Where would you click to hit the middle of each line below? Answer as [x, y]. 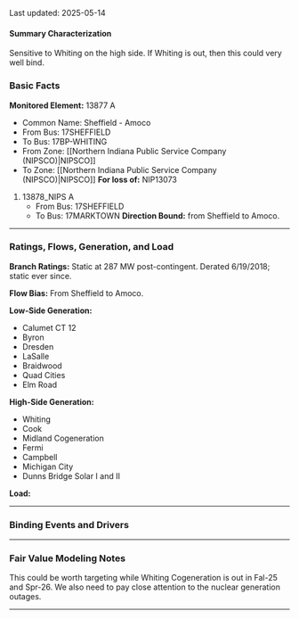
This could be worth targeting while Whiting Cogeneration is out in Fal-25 [144, 578]
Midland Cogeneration [63, 438]
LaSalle [36, 356]
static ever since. [40, 276]
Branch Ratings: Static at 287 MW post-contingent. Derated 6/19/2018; [140, 266]
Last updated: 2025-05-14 [58, 13]
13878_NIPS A [48, 196]
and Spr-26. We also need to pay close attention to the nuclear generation [145, 587]
